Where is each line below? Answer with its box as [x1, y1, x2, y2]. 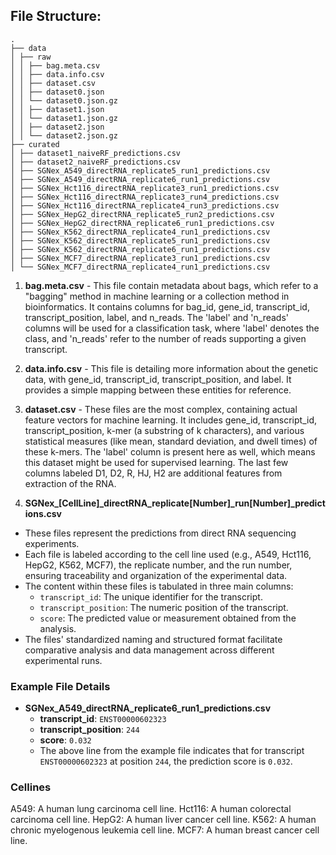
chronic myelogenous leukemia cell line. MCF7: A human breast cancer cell [10, 824, 320, 836]
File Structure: [10, 8, 102, 25]
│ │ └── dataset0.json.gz [10, 95, 118, 106]
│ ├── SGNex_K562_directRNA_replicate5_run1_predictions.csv [10, 235, 271, 246]
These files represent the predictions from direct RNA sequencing [24, 527, 297, 539]
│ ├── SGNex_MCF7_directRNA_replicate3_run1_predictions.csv [10, 253, 271, 263]
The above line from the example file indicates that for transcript [39, 745, 305, 757]
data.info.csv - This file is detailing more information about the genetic [24, 362, 319, 374]
